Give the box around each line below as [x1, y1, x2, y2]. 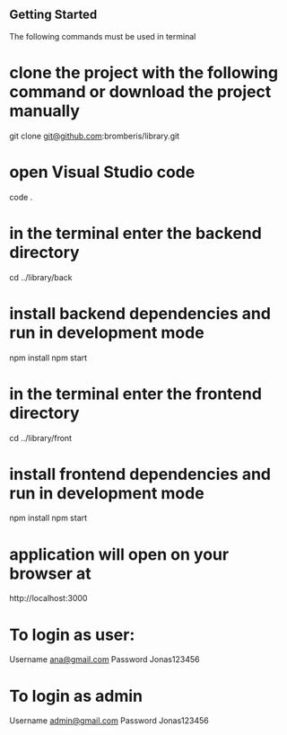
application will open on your [9, 544, 230, 564]
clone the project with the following [9, 63, 279, 83]
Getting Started [9, 7, 98, 22]
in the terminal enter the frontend [9, 384, 263, 403]
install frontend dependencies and [9, 464, 272, 484]
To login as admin [9, 686, 143, 706]
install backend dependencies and [9, 303, 272, 323]
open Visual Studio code [9, 162, 196, 182]
